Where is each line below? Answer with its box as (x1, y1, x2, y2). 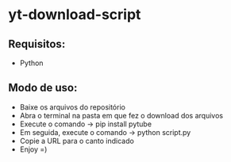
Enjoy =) (19, 145, 48, 154)
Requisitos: (8, 37, 66, 51)
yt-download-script (8, 6, 141, 24)
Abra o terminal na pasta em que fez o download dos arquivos (19, 110, 224, 120)
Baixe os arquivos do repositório (19, 102, 125, 112)
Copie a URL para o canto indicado (19, 136, 135, 145)
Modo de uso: (8, 81, 78, 94)
